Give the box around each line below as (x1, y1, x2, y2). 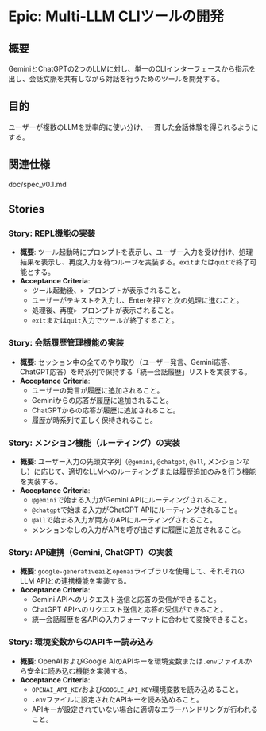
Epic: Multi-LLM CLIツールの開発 (8, 7, 224, 25)
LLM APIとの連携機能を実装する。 (19, 577, 131, 586)
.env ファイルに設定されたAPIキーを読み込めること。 (31, 694, 204, 704)
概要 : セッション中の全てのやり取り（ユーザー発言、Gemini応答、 (19, 357, 235, 366)
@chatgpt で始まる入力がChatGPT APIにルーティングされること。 (31, 505, 242, 514)
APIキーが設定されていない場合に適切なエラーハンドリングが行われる (31, 704, 258, 713)
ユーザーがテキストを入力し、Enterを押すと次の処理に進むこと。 (31, 295, 244, 305)
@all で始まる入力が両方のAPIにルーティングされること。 (31, 514, 217, 524)
